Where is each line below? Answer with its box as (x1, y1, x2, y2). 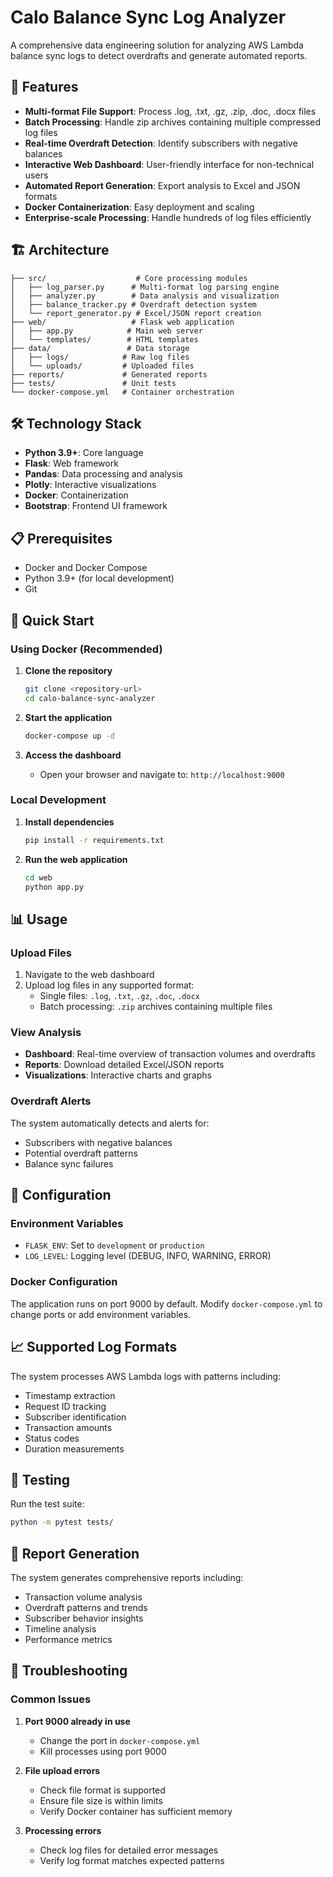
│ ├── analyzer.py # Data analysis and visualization (10, 291, 280, 301)
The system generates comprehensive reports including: (10, 1572, 244, 1583)
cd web (24, 872, 53, 883)
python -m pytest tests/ (10, 1517, 114, 1528)
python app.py (24, 882, 84, 892)
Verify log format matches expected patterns (39, 1854, 225, 1866)
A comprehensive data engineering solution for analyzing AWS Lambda (10, 39, 304, 51)
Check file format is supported (39, 1784, 166, 1796)
